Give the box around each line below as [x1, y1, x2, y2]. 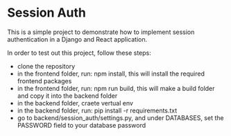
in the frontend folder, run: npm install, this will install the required [17, 69, 205, 78]
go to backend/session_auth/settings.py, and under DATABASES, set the [17, 113, 224, 122]
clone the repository [17, 62, 76, 70]
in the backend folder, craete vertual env [17, 99, 134, 107]
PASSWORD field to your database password [17, 121, 146, 129]
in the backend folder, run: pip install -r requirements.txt [17, 106, 178, 114]
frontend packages [17, 76, 72, 85]
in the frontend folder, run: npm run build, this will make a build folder [17, 84, 215, 92]
